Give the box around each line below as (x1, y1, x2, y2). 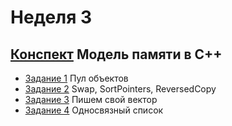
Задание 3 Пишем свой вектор (24, 94, 158, 105)
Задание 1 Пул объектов (24, 72, 129, 84)
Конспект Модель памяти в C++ (10, 46, 223, 63)
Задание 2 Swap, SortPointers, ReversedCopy (24, 83, 217, 95)
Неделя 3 (10, 6, 93, 29)
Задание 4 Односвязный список (24, 104, 164, 116)
